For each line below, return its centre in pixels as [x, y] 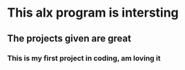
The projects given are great [69, 38]
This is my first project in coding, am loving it [84, 58]
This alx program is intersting [93, 13]
